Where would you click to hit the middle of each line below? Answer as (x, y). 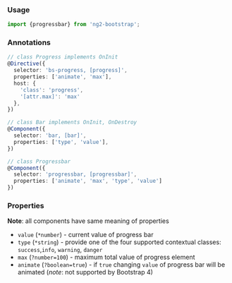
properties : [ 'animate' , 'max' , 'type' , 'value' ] (88, 181)
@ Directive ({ (26, 64)
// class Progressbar (39, 161)
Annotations (29, 42)
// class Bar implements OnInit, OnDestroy (72, 122)
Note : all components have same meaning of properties (88, 221)
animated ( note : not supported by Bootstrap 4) (85, 272)
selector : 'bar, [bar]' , (50, 136)
